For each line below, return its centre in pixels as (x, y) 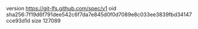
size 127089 (46, 21)
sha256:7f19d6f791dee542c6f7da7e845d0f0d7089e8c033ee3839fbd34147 (99, 14)
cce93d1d (18, 21)
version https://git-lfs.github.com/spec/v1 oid (61, 8)
